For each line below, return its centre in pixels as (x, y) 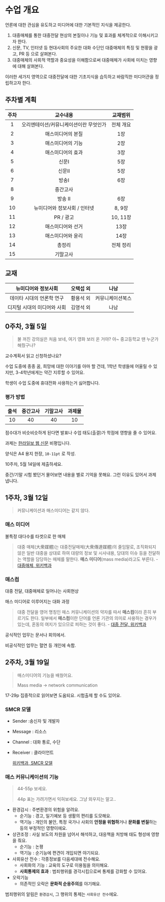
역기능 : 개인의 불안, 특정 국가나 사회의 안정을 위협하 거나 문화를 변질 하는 (88, 822)
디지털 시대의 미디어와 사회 (37, 307)
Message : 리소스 (29, 732)
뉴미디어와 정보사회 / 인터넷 (64, 208)
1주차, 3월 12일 (27, 498)
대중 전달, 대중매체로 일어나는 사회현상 (42, 591)
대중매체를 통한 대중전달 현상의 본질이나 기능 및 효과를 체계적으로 (75, 35)
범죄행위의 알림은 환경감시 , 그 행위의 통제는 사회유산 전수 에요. (62, 894)
